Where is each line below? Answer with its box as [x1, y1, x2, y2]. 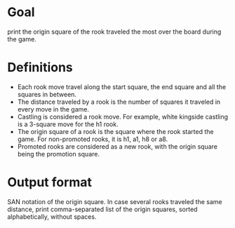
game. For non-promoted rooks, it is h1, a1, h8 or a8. [17, 135, 168, 143]
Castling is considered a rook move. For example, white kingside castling [17, 112, 229, 121]
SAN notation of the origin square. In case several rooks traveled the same [7, 197, 222, 206]
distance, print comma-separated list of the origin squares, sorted [7, 205, 198, 213]
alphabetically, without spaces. [7, 212, 97, 221]
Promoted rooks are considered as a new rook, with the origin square [17, 142, 217, 151]
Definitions [7, 60, 74, 76]
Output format [7, 175, 93, 190]
